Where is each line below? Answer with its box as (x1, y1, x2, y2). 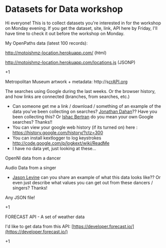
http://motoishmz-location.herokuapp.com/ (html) (5, 50, 107, 56)
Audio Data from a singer (5, 165, 56, 170)
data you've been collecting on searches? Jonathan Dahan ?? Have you (12, 108, 158, 114)
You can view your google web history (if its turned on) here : (12, 124, 138, 130)
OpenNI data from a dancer (5, 155, 61, 161)
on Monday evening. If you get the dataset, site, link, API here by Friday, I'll (5, 25, 158, 31)
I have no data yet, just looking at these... (12, 145, 97, 151)
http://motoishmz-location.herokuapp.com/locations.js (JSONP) (5, 59, 136, 65)
